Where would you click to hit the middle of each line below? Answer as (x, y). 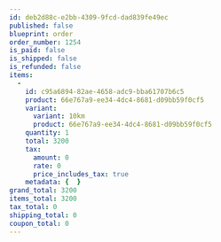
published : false (41, 26)
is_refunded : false (45, 67)
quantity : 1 (47, 133)
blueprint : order (41, 34)
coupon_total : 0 (39, 223)
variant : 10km (59, 116)
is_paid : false (37, 51)
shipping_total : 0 (43, 215)
